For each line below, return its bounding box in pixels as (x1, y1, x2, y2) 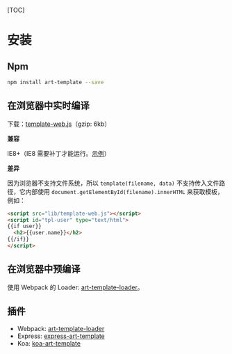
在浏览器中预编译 (7, 264, 81, 275)
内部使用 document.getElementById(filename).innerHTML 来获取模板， (25, 187, 224, 195)
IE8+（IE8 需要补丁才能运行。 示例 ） (7, 149, 110, 157)
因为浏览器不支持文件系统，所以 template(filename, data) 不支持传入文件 (7, 179, 219, 187)
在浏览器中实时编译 (7, 100, 90, 112)
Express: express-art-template (17, 332, 106, 340)
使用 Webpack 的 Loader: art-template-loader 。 (7, 283, 144, 291)
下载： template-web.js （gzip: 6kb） (7, 120, 111, 128)
